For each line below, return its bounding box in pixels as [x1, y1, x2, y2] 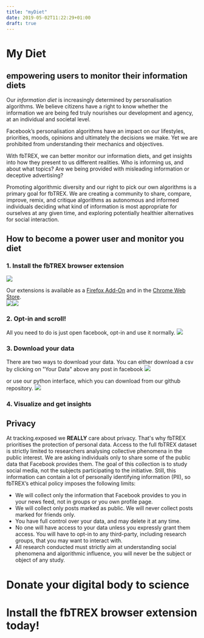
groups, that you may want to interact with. [15, 537, 123, 544]
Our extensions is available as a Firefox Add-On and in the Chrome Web [6, 287, 186, 294]
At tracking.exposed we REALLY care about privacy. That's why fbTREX [6, 434, 186, 442]
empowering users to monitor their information [6, 71, 188, 81]
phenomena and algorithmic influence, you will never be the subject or [15, 550, 192, 558]
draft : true [6, 20, 36, 26]
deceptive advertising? [6, 172, 64, 179]
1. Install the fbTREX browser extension [6, 261, 124, 270]
